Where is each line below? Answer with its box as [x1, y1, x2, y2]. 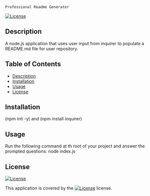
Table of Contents [5, 60, 61, 68]
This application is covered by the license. [5, 185, 112, 191]
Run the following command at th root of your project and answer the [5, 143, 145, 149]
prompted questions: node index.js [5, 148, 76, 154]
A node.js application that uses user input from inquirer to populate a [5, 40, 144, 46]
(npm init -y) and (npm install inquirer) [5, 116, 82, 122]
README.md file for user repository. [5, 46, 79, 52]
